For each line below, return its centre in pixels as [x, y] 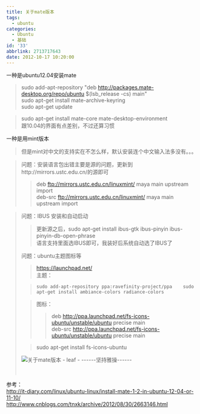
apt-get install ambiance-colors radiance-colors [100, 292]
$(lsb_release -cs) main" [116, 93]
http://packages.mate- [126, 87]
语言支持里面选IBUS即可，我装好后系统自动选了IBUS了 [104, 243]
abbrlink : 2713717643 [34, 52]
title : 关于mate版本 [30, 12]
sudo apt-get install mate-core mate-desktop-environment [94, 118]
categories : [21, 29]
